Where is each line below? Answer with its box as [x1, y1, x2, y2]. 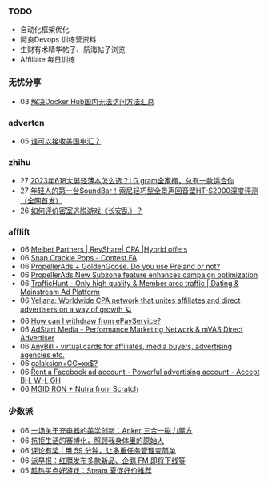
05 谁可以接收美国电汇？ [19, 136, 102, 146]
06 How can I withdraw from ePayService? [19, 316, 162, 326]
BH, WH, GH [19, 376, 62, 385]
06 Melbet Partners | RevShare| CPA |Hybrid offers [19, 244, 188, 254]
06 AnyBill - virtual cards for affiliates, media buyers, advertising [19, 342, 233, 352]
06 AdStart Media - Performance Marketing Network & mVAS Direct [19, 324, 244, 334]
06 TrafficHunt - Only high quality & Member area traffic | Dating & [19, 279, 239, 288]
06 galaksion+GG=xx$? [19, 359, 98, 368]
